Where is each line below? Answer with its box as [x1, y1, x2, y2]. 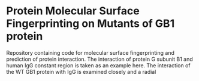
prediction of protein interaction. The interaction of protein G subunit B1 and [6, 55, 193, 63]
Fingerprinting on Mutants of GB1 [6, 17, 175, 30]
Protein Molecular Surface [6, 4, 140, 18]
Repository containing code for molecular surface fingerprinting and [6, 49, 175, 56]
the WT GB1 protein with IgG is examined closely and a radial [6, 68, 156, 75]
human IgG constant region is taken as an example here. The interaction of [6, 61, 191, 69]
